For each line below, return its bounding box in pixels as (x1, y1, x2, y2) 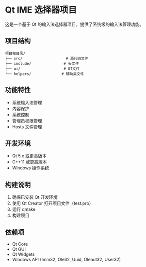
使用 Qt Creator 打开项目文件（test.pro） (12, 200, 94, 206)
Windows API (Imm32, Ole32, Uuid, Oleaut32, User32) (12, 257, 121, 262)
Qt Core (12, 241, 28, 247)
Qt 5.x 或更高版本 (12, 153, 47, 159)
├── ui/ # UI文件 (5, 66, 80, 71)
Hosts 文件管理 (12, 124, 42, 130)
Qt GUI (12, 246, 26, 252)
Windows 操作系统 (12, 165, 49, 171)
